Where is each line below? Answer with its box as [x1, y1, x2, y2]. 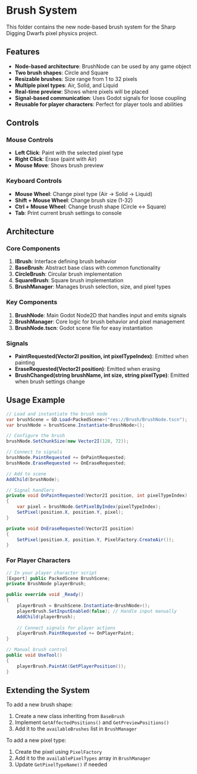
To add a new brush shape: [6, 701, 73, 709]
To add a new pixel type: [6, 736, 67, 744]
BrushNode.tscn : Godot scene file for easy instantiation [14, 324, 153, 331]
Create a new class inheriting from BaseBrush [14, 713, 125, 720]
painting [14, 359, 35, 366]
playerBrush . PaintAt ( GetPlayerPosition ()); [17, 663, 127, 669]
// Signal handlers [6, 487, 55, 493]
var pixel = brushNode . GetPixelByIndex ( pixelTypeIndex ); [17, 504, 161, 510]
